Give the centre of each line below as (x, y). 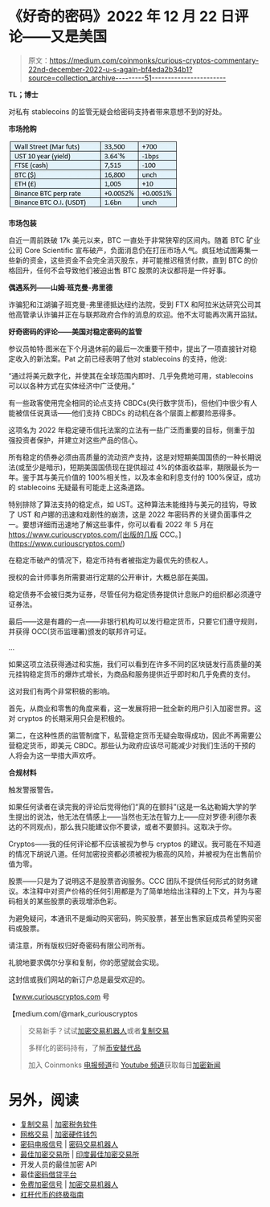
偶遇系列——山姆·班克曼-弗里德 (61, 287)
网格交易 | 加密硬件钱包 (59, 1134)
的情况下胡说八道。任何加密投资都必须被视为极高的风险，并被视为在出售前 (131, 853)
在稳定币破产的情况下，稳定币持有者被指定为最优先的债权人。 (110, 560)
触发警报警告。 (33, 789)
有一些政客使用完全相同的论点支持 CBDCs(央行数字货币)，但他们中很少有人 (133, 403)
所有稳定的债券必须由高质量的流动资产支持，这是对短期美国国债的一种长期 (131, 457)
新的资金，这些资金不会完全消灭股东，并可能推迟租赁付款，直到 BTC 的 (133, 260)
